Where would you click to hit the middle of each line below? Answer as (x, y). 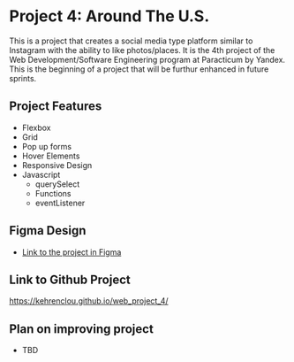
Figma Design (48, 231)
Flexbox (36, 127)
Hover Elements (51, 156)
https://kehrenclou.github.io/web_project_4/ (89, 301)
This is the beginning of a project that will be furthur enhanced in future (139, 69)
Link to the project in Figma (72, 252)
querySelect (57, 184)
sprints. (23, 78)
